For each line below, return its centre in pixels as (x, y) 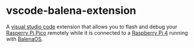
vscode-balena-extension (71, 11)
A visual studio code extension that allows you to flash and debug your (92, 27)
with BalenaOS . (25, 39)
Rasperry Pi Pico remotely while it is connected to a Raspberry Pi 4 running (97, 32)
